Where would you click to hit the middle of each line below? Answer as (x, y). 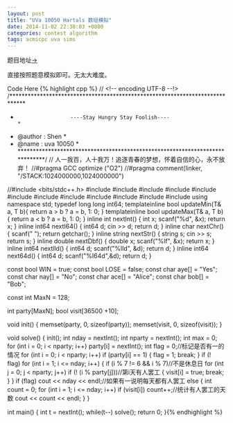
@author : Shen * (42, 137)
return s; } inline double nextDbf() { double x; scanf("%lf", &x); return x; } (111, 241)
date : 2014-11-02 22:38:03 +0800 (55, 26)
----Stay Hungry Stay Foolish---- (120, 118)
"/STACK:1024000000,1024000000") (70, 176)
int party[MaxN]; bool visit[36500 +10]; (63, 311)
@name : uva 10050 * (48, 144)
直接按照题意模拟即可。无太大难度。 (59, 75)
